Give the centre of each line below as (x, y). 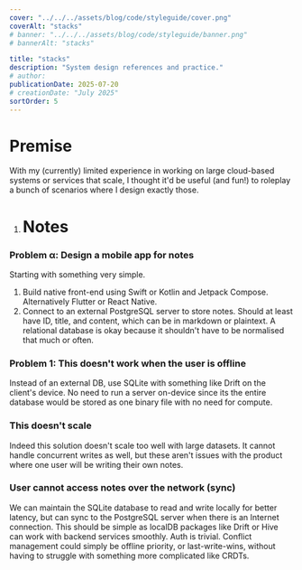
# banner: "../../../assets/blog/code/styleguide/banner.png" (128, 34)
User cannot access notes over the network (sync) (123, 488)
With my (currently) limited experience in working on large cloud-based (142, 171)
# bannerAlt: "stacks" (52, 43)
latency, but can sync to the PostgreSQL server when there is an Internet (144, 517)
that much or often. (58, 340)
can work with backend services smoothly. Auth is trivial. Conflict (131, 536)
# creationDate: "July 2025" (64, 93)
